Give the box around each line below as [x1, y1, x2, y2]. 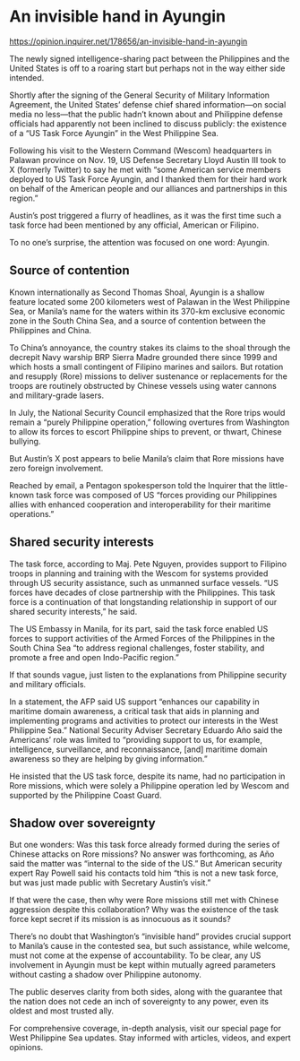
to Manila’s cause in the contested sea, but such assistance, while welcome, [9, 941, 291, 952]
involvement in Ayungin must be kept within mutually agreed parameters [9, 960, 276, 970]
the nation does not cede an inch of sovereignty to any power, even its [9, 996, 270, 1007]
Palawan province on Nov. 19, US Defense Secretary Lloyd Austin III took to [9, 154, 287, 165]
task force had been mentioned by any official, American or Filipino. [9, 220, 260, 230]
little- [268, 479, 288, 490]
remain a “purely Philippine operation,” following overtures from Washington [9, 417, 290, 427]
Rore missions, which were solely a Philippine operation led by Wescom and [9, 780, 289, 790]
